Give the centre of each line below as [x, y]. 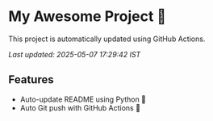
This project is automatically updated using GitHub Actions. [107, 39]
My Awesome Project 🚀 [88, 17]
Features [31, 80]
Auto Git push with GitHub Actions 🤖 [80, 107]
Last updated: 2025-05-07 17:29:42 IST [75, 54]
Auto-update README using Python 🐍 [83, 99]
